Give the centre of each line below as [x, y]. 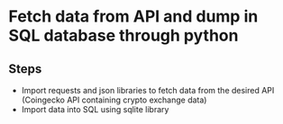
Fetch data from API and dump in [133, 17]
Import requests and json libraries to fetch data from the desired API [148, 90]
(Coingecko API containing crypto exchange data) [114, 100]
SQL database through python [123, 35]
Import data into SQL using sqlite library [95, 109]
